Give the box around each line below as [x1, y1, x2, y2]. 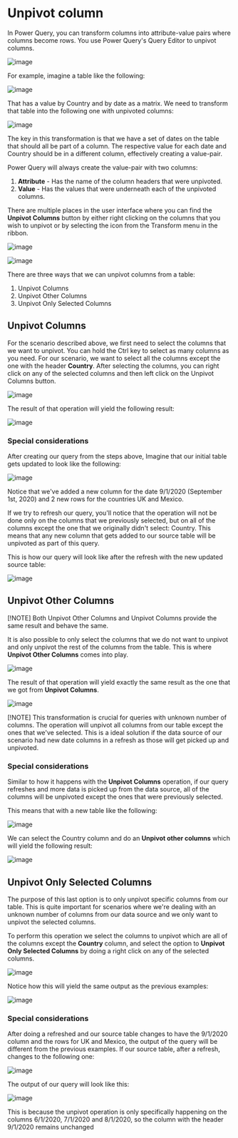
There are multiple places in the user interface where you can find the [7, 205, 212, 215]
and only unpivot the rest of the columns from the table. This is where [7, 642, 212, 651]
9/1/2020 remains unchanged [7, 1123, 94, 1132]
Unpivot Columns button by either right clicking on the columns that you [7, 213, 221, 222]
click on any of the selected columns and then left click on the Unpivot [7, 369, 214, 377]
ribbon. [7, 228, 29, 237]
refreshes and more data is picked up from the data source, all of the [7, 785, 209, 794]
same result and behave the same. [7, 621, 109, 630]
